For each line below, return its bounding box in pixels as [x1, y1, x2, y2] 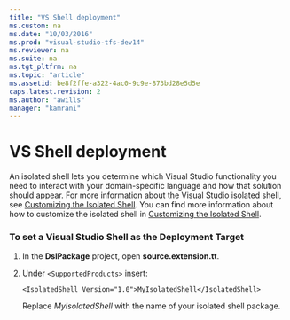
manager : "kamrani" [9, 104, 82, 113]
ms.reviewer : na [9, 46, 69, 55]
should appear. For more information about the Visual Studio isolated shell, [9, 190, 282, 200]
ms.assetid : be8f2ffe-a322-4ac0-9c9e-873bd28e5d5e [9, 79, 200, 88]
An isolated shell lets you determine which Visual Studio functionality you [9, 171, 277, 182]
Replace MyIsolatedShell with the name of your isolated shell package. [21, 300, 281, 311]
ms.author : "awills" [9, 95, 86, 105]
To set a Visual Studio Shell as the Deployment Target [9, 231, 244, 244]
